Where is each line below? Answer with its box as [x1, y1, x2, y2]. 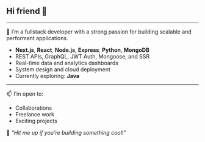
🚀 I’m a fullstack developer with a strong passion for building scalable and [6, 28, 192, 35]
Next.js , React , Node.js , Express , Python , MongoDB [15, 46, 149, 54]
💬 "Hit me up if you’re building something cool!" [6, 129, 126, 136]
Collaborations [15, 104, 52, 112]
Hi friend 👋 [6, 6, 48, 16]
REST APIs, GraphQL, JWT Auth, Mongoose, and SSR [15, 52, 150, 60]
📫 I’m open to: [6, 90, 44, 98]
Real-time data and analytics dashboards [15, 59, 119, 66]
